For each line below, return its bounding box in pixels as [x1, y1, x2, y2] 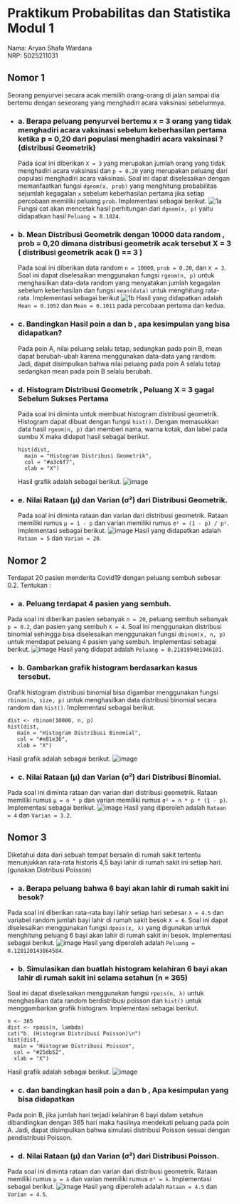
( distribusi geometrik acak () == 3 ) [17, 247, 143, 257]
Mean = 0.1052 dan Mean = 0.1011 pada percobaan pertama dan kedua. [17, 301, 225, 310]
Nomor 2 [7, 554, 47, 566]
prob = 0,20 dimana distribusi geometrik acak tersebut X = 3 [17, 238, 232, 248]
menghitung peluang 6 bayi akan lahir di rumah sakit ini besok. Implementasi [7, 931, 232, 940]
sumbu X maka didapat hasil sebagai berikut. [17, 432, 150, 440]
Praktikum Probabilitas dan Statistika [7, 5, 231, 21]
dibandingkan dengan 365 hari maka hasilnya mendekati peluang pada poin [7, 1118, 230, 1126]
